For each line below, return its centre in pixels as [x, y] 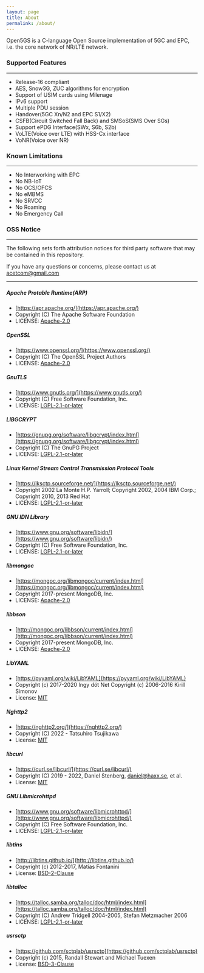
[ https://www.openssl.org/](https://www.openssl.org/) [83, 350]
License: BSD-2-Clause [44, 873]
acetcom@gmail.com [33, 273]
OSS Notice [24, 229]
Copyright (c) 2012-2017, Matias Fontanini [67, 866]
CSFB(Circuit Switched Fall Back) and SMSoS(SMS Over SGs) [92, 121]
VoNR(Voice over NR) [42, 140]
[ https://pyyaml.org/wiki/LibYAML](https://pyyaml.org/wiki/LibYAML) [100, 678]
